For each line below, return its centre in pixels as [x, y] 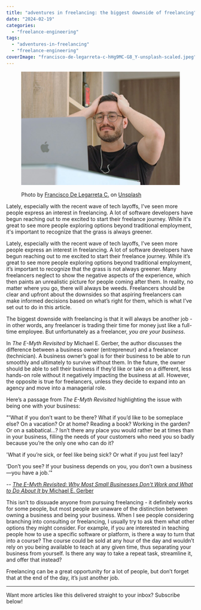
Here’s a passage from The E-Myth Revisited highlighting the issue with [94, 400]
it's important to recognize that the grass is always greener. [79, 232]
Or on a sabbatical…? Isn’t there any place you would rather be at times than [100, 430]
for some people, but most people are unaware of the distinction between [97, 509]
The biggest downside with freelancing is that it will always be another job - [99, 319]
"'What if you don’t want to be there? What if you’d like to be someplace [95, 418]
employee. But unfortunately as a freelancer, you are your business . [102, 332]
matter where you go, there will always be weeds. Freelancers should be [95, 288]
